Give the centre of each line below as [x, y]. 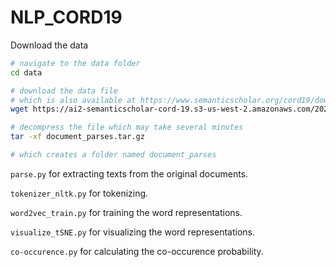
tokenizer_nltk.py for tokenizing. [79, 193]
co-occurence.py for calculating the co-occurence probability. [137, 251]
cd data [26, 72]
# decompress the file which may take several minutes [127, 127]
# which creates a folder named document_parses [113, 155]
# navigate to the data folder [75, 63]
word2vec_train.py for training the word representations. [126, 212]
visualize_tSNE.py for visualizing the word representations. [132, 232]
